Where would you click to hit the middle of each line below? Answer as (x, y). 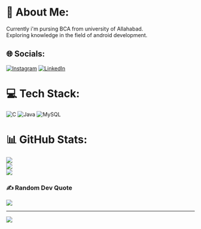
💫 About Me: (38, 12)
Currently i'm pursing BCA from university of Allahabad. (75, 29)
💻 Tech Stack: (43, 94)
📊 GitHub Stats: (47, 139)
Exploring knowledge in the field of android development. (77, 35)
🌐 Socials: (26, 54)
